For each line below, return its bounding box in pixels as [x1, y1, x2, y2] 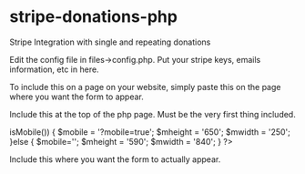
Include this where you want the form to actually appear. [9, 153, 221, 165]
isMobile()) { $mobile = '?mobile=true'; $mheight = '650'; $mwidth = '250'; [9, 126, 291, 138]
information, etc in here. [9, 64, 99, 75]
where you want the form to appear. [9, 91, 144, 102]
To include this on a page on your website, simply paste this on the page [9, 81, 281, 92]
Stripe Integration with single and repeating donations [9, 36, 211, 47]
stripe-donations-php [9, 6, 178, 27]
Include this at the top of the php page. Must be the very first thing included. [9, 108, 296, 119]
